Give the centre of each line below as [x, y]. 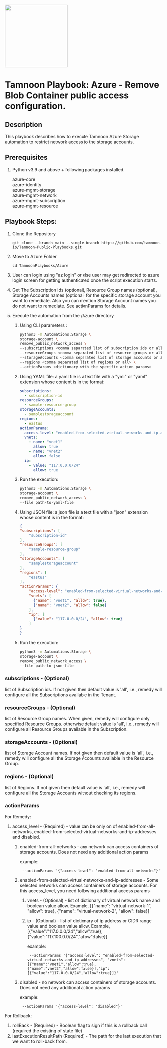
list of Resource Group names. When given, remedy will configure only [78, 718]
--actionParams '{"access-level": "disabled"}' [72, 1006]
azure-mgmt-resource [35, 206]
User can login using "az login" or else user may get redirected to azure [86, 275]
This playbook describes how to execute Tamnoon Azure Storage [72, 137]
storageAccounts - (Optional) [42, 742]
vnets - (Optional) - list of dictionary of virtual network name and [93, 900]
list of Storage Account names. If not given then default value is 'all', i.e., [79, 753]
